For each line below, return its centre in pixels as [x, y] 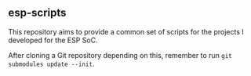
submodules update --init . [51, 63]
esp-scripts [37, 13]
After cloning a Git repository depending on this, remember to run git [120, 55]
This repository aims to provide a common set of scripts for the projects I [126, 31]
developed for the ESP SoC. [53, 40]
